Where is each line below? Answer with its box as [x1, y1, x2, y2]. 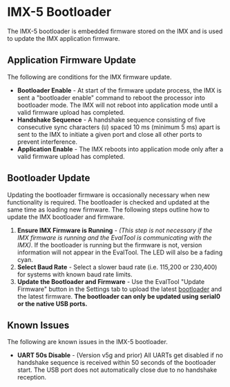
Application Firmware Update [7, 55, 137, 66]
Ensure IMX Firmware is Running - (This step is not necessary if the [17, 226, 213, 234]
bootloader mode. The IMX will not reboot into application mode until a [17, 101, 218, 109]
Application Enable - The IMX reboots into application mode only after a [17, 144, 224, 153]
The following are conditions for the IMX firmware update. [7, 73, 172, 81]
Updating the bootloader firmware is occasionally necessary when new [7, 191, 210, 199]
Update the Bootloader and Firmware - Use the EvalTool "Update [17, 277, 205, 285]
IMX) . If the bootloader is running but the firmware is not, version [17, 240, 202, 249]
